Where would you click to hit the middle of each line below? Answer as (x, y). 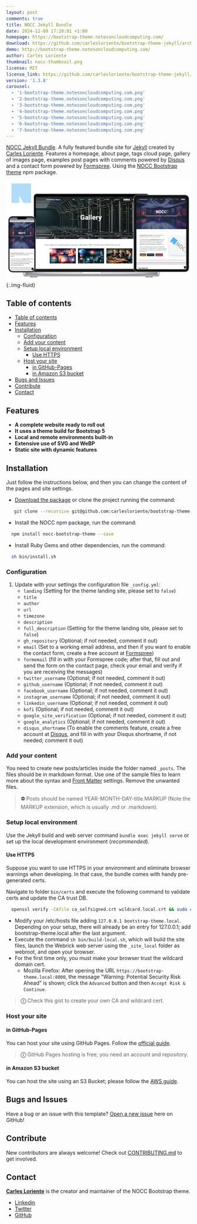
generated (18, 880)
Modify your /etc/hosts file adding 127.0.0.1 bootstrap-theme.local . (98, 920)
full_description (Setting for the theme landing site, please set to (103, 628)
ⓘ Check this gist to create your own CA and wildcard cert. (92, 1001)
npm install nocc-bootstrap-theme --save (63, 534)
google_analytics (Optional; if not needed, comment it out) (94, 722)
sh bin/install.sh (34, 557)
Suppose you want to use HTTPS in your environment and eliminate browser (98, 867)
